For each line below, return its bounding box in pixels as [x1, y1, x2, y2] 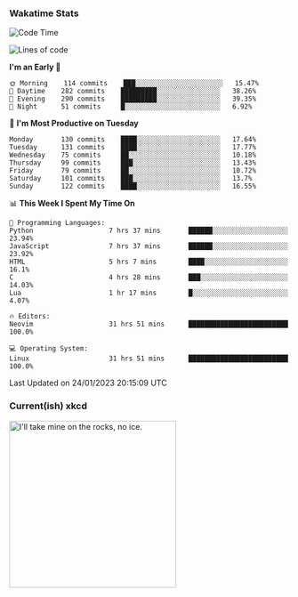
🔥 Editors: [9, 312, 51, 321]
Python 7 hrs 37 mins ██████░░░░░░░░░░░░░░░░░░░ [9, 226, 289, 236]
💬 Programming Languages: [9, 219, 105, 228]
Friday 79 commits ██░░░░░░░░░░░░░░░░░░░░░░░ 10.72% [9, 166, 256, 175]
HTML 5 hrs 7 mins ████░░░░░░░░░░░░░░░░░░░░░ [9, 257, 289, 267]
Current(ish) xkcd [9, 399, 87, 412]
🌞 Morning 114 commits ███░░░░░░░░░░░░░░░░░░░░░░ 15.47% [9, 79, 260, 88]
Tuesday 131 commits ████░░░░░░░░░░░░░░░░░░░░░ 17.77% [9, 143, 256, 152]
